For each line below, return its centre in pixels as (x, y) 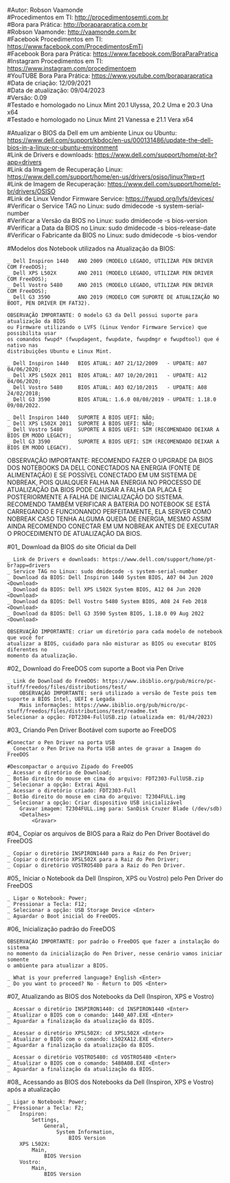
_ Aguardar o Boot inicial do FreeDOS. (64, 916)
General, (56, 1126)
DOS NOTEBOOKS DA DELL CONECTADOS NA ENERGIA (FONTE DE (104, 468)
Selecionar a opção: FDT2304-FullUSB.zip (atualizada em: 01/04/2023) (110, 717)
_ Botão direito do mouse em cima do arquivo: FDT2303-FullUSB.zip (106, 779)
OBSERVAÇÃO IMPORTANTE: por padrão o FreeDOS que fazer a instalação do (113, 942)
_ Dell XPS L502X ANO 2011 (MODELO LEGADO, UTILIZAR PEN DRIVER (110, 273)
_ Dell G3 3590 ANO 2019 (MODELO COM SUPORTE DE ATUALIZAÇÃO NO (113, 297)
